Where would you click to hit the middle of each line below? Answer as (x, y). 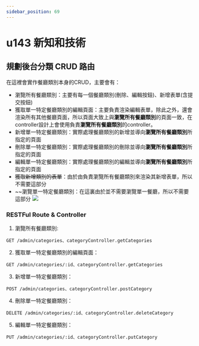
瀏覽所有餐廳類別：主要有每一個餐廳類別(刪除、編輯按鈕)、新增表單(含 (101, 95)
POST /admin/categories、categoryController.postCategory (79, 289)
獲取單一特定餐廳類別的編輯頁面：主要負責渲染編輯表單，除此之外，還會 (103, 109)
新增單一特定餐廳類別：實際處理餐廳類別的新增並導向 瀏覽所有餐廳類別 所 (103, 132)
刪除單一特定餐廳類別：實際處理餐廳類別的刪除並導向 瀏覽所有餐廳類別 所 (103, 147)
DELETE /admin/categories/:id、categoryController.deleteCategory (90, 313)
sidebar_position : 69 (33, 12)
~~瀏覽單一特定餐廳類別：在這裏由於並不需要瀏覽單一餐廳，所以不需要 (102, 191)
